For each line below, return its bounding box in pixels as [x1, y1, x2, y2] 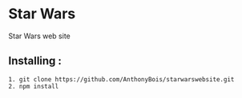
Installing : [8, 54, 63, 68]
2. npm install [8, 82, 59, 90]
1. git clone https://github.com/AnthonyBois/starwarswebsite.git [8, 75, 235, 84]
